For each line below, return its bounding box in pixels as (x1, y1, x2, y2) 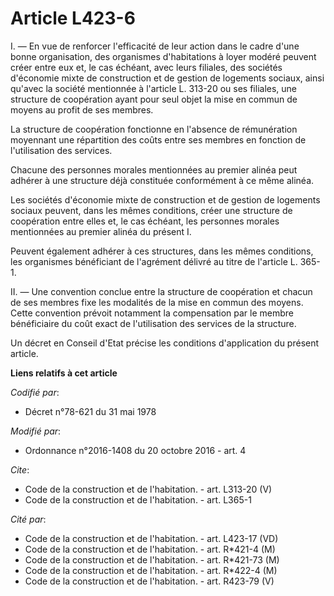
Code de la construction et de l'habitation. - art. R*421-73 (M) (24, 553, 280, 566)
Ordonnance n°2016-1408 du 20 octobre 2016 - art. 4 (24, 444, 247, 456)
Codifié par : (10, 386, 60, 398)
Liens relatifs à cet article (10, 367, 118, 379)
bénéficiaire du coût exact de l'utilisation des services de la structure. (10, 317, 297, 329)
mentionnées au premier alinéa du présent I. (10, 225, 192, 237)
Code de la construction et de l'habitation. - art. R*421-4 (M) (24, 543, 276, 555)
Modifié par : (10, 425, 62, 437)
